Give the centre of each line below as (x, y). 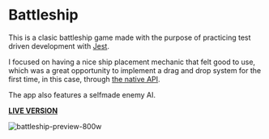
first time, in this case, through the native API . (84, 79)
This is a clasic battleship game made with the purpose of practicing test (130, 37)
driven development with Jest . (59, 46)
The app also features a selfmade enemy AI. (82, 94)
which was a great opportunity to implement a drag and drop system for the (135, 70)
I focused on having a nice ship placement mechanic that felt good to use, (132, 62)
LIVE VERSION (33, 111)
